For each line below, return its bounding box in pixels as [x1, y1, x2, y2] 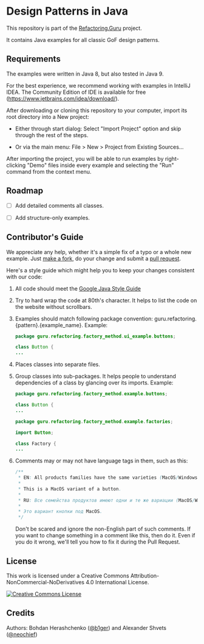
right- [165, 155, 179, 162]
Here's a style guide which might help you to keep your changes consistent [6, 266, 195, 274]
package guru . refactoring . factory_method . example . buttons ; [15, 391, 168, 397]
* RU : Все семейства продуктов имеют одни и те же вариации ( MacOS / [18, 497, 195, 503]
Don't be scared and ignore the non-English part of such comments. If [15, 525, 191, 533]
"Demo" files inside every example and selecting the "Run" [27, 161, 174, 169]
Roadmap [6, 186, 44, 196]
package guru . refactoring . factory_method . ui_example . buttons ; [15, 333, 176, 339]
